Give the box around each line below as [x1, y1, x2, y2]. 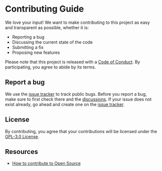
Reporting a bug [12, 34, 45, 40]
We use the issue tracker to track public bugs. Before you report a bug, [5, 91, 147, 97]
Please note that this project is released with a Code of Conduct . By [5, 59, 141, 65]
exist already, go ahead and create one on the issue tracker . [5, 101, 125, 107]
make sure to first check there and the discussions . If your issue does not [5, 96, 152, 102]
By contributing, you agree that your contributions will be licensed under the [5, 128, 158, 134]
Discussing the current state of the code [12, 39, 93, 45]
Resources [5, 147, 38, 156]
